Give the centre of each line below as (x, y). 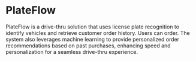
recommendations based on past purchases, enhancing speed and (88, 46)
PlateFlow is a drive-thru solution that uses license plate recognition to (93, 27)
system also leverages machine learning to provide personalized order (93, 39)
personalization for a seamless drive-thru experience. (72, 52)
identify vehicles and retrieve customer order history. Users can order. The (98, 33)
